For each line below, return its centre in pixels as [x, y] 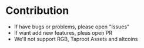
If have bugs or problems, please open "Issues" [72, 27]
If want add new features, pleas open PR [63, 32]
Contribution [37, 11]
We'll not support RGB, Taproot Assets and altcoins [76, 39]
